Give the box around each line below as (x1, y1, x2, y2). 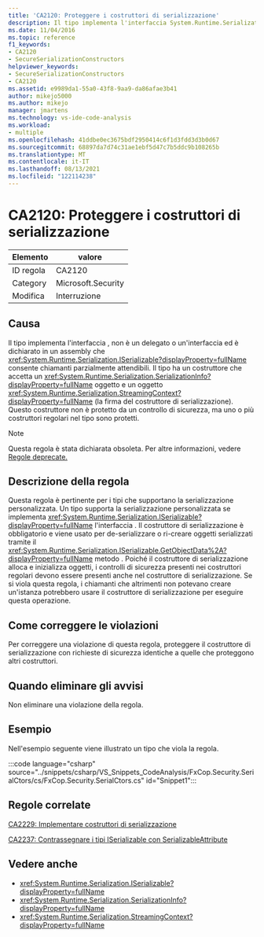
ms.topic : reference (8, 33, 76, 42)
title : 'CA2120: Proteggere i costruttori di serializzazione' (8, 11, 220, 20)
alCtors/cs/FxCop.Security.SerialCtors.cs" (8, 776, 145, 785)
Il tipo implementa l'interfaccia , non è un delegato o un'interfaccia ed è (8, 338, 239, 347)
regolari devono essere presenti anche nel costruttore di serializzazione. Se (8, 571, 253, 581)
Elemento (12, 251, 49, 262)
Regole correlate (8, 799, 91, 812)
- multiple (8, 128, 44, 136)
